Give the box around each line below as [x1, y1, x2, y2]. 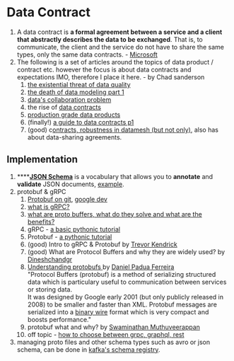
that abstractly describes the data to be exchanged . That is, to [16, 35, 203, 43]
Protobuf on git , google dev [27, 195, 107, 203]
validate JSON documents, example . [16, 180, 124, 188]
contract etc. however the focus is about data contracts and [16, 65, 192, 74]
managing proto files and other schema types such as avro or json [16, 338, 211, 346]
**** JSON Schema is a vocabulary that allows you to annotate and [16, 172, 213, 180]
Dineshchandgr [27, 255, 73, 263]
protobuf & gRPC [16, 187, 66, 195]
